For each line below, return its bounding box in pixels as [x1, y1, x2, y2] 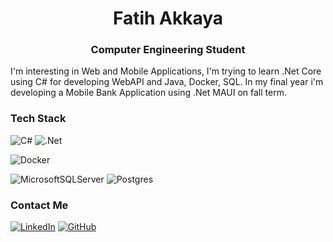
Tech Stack [10, 112, 67, 126]
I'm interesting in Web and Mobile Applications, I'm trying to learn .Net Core [10, 65, 322, 77]
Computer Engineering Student [90, 43, 246, 57]
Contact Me [10, 198, 69, 212]
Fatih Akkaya [112, 7, 224, 30]
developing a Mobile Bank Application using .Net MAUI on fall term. [10, 87, 287, 99]
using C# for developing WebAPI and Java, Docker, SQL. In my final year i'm [10, 76, 324, 88]
